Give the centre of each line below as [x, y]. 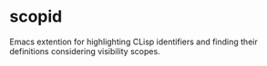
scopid [36, 17]
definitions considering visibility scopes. [85, 51]
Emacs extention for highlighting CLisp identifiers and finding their [133, 42]
